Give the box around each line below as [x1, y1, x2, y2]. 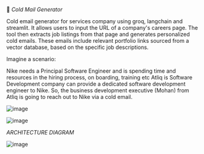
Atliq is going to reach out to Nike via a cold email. [6, 94, 133, 100]
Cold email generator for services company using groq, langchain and [6, 18, 183, 24]
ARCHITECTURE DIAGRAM [6, 129, 75, 136]
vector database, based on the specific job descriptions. [6, 43, 149, 51]
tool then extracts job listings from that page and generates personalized [6, 31, 190, 38]
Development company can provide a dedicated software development [6, 80, 186, 87]
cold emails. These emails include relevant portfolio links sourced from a [6, 37, 189, 44]
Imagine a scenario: [6, 56, 56, 62]
